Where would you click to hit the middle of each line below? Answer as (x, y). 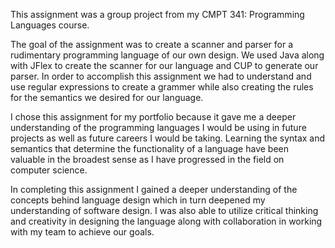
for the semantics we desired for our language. (107, 97)
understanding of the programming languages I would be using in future (158, 127)
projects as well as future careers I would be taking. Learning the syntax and (168, 138)
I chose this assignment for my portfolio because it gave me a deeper (153, 117)
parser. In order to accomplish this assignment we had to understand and (161, 76)
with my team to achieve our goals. (82, 232)
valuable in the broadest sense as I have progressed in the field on (147, 159)
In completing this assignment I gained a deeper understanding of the (154, 189)
